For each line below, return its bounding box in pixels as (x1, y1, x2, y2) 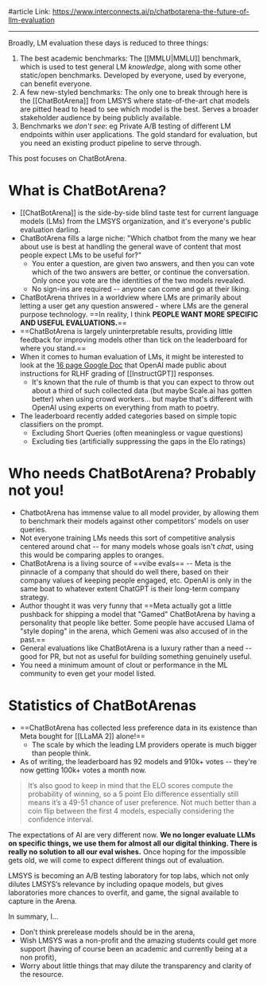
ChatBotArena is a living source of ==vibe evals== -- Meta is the (19, 558, 232, 568)
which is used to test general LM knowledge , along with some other (19, 62, 242, 71)
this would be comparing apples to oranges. (19, 550, 164, 559)
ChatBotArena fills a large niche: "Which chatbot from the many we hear (19, 233, 257, 242)
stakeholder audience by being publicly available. (19, 113, 182, 122)
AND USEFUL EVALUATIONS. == (19, 318, 127, 328)
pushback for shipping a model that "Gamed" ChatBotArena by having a (19, 609, 256, 618)
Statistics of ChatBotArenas (8, 697, 197, 715)
